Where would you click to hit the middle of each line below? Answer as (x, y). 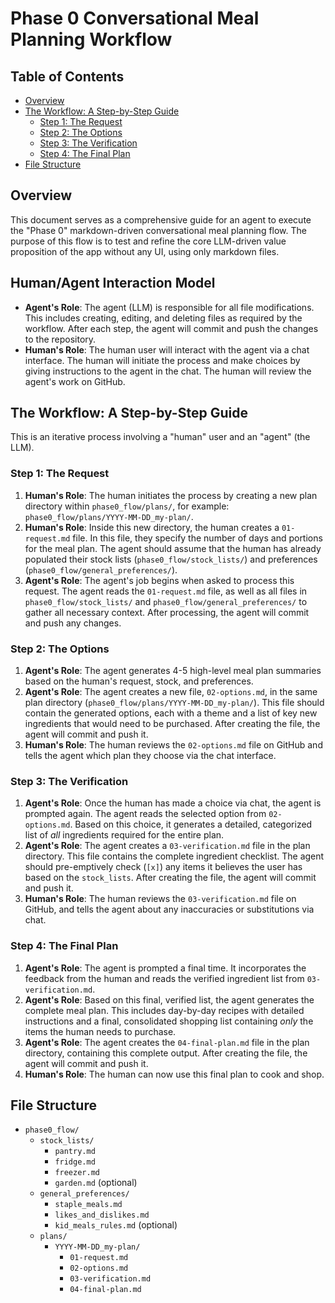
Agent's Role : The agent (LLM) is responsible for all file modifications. (169, 307)
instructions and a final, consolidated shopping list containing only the (169, 1021)
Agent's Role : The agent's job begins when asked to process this (159, 580)
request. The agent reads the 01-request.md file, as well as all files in (166, 591)
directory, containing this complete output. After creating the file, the (166, 1053)
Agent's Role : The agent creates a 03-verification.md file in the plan (167, 846)
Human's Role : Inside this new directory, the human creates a (152, 527)
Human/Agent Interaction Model (113, 283)
